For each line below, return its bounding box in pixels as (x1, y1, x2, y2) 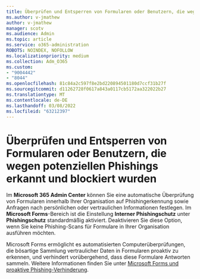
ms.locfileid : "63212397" (6, 108, 70, 114)
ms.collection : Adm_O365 (6, 58, 68, 64)
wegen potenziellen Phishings (6, 159, 159, 173)
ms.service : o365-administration (6, 42, 89, 48)
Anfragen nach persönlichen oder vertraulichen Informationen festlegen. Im (6, 204, 192, 211)
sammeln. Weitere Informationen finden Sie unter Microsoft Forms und (6, 260, 179, 267)
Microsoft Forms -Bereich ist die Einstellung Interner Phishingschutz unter (6, 211, 190, 218)
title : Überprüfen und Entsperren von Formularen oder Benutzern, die (6, 8, 185, 15)
